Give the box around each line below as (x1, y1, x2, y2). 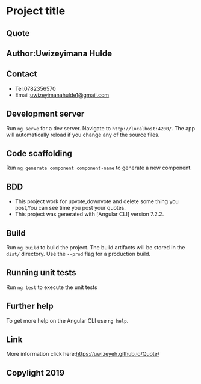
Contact (6, 69, 37, 79)
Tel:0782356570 (14, 85, 56, 92)
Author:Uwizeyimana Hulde (6, 48, 113, 58)
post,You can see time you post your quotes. (14, 204, 126, 212)
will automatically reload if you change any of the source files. (6, 131, 160, 138)
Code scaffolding (6, 148, 72, 159)
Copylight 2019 (6, 368, 65, 378)
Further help (6, 301, 54, 311)
